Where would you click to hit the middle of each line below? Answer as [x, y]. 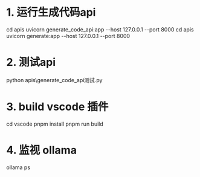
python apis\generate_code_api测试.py [54, 80]
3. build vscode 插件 [57, 107]
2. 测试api [31, 63]
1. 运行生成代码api [51, 12]
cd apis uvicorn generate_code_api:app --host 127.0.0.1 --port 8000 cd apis [100, 29]
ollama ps [18, 167]
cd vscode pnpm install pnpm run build [55, 124]
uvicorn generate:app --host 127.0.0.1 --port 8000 [68, 36]
